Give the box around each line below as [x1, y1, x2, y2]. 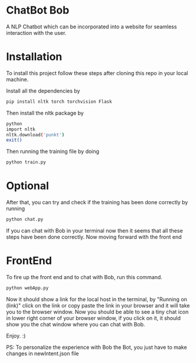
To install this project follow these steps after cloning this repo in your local [6, 69, 188, 77]
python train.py [6, 159, 46, 165]
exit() [6, 137, 22, 143]
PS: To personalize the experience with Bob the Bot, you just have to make [6, 344, 187, 351]
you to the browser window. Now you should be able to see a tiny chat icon [6, 308, 189, 315]
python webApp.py [6, 284, 49, 291]
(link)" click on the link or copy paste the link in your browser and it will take [6, 302, 190, 309]
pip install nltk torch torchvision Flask [6, 99, 112, 104]
